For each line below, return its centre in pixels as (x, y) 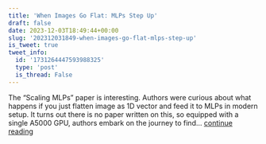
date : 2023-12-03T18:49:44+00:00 (64, 30)
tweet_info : (28, 53)
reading (21, 131)
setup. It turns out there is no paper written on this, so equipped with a (123, 114)
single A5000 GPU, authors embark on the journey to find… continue (120, 123)
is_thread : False (44, 75)
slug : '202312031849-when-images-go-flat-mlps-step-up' (102, 38)
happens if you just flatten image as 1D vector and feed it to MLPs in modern (133, 106)
